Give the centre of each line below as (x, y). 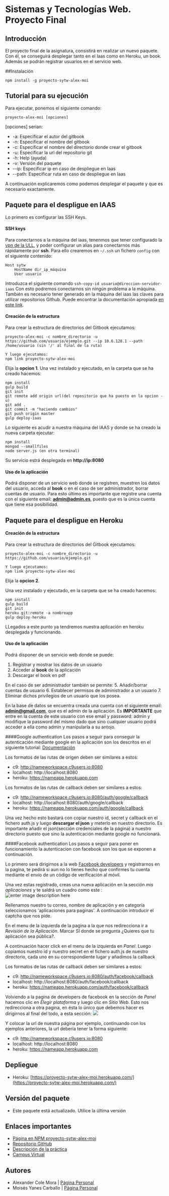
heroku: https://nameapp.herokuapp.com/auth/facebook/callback (80, 987)
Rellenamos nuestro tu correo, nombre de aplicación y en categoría (75, 905)
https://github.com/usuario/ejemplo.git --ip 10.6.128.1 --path (74, 341)
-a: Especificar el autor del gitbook (48, 136)
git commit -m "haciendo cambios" (41, 410)
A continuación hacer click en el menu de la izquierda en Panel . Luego (78, 946)
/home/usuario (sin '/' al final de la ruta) (54, 346)
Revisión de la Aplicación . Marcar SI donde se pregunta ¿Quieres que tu (80, 931)
